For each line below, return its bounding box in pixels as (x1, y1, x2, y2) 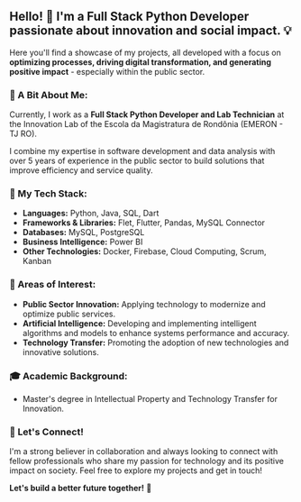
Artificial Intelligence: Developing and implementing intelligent (22, 317, 257, 329)
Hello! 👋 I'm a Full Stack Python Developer (9, 9, 250, 24)
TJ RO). (9, 128, 38, 140)
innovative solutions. (22, 346, 99, 357)
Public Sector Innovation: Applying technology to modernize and (22, 298, 266, 309)
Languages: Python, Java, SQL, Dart (22, 208, 160, 219)
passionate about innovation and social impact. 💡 (9, 23, 292, 39)
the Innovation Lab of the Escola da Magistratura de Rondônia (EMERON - (9, 119, 284, 130)
